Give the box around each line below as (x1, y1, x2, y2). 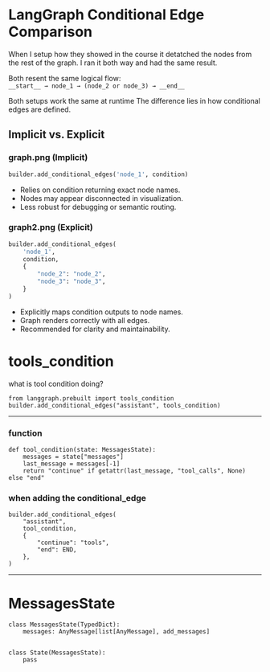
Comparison (8, 23, 93, 41)
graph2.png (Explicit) (8, 222, 94, 233)
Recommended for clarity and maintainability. (19, 324, 170, 334)
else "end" (8, 474, 45, 482)
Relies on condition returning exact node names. (19, 185, 181, 195)
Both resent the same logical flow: (8, 73, 121, 83)
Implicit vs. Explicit (8, 128, 105, 141)
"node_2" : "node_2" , (37, 270, 106, 278)
